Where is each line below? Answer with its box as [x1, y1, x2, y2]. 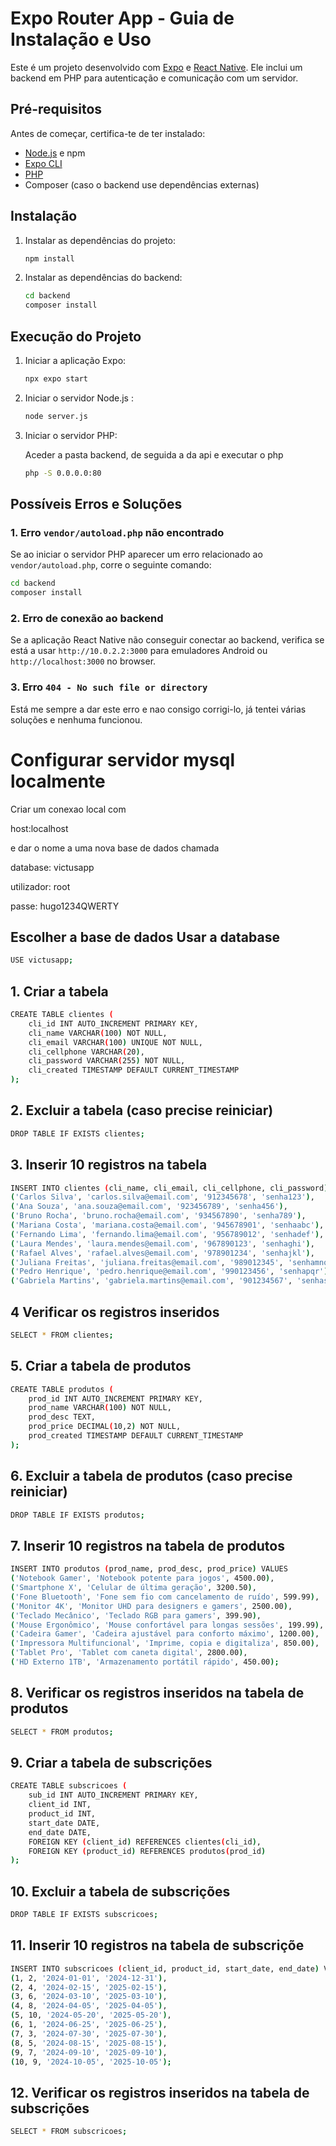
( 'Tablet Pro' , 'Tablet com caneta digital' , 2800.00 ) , [10, 1648, 248, 1658]
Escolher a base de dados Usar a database [10, 928, 280, 946]
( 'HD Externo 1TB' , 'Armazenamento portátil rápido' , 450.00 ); [10, 1657, 280, 1667]
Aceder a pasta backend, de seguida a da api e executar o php [24, 448, 284, 461]
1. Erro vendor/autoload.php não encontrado [10, 525, 225, 539]
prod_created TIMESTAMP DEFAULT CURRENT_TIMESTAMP [28, 1431, 244, 1441]
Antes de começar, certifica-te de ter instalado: [10, 127, 206, 139]
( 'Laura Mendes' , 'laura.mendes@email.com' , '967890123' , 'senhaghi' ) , [10, 1238, 315, 1249]
